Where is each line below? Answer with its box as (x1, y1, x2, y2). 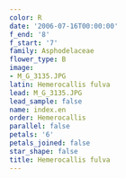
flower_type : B (9, 55, 67, 64)
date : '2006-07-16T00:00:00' (9, 22, 119, 31)
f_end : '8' (9, 30, 50, 39)
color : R (9, 13, 42, 22)
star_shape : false (9, 147, 78, 156)
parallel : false (9, 122, 70, 131)
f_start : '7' (9, 38, 58, 48)
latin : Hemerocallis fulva (9, 80, 111, 89)
